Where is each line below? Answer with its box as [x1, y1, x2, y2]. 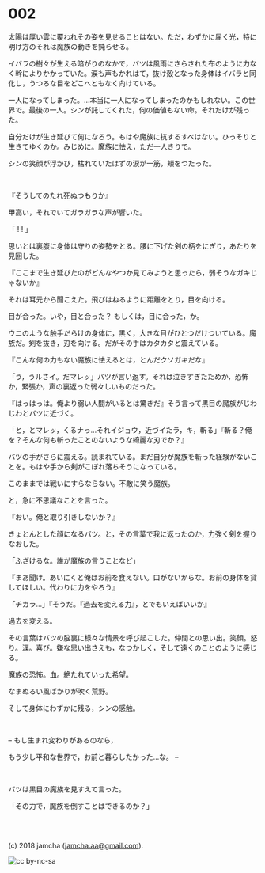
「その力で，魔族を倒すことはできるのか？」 [8, 801, 154, 810]
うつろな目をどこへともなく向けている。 [28, 78, 161, 88]
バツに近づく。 [28, 408, 78, 418]
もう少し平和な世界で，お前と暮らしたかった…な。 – [8, 752, 180, 761]
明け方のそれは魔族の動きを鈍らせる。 [8, 41, 133, 51]
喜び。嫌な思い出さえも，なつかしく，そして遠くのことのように [35, 643, 244, 652]
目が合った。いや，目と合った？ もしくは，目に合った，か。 [8, 311, 204, 321]
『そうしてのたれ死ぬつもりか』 [8, 191, 112, 200]
